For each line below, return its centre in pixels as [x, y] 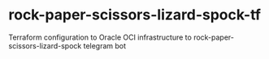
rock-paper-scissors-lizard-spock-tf [135, 15]
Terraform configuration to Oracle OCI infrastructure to [100, 37]
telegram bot [105, 45]
